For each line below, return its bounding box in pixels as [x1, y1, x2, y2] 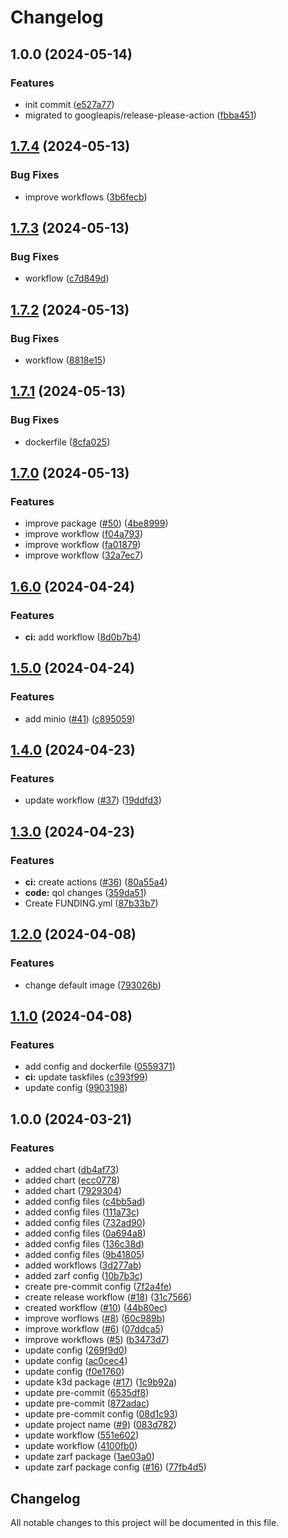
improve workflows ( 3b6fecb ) [24, 191, 148, 203]
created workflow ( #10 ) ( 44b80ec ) [24, 1302, 168, 1314]
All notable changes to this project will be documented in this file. [10, 1516, 280, 1528]
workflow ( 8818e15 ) [24, 354, 107, 366]
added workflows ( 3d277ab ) [24, 1259, 142, 1271]
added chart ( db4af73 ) [24, 1164, 120, 1176]
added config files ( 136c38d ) [24, 1238, 145, 1250]
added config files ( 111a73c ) [24, 1206, 140, 1218]
